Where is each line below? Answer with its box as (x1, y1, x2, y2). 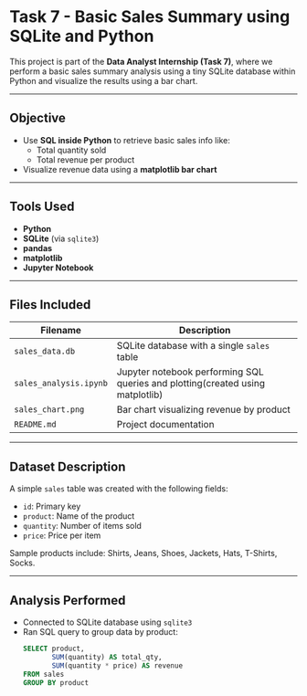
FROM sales (22, 670, 65, 679)
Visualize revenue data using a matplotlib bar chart (22, 163, 217, 174)
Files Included (9, 297, 91, 312)
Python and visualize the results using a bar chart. (9, 75, 198, 86)
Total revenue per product (36, 153, 135, 165)
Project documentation (116, 418, 215, 431)
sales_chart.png (14, 405, 85, 415)
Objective (9, 111, 67, 126)
